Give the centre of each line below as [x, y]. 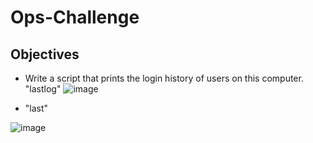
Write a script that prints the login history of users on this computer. [164, 78]
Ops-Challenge [75, 17]
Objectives [45, 54]
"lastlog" [43, 89]
